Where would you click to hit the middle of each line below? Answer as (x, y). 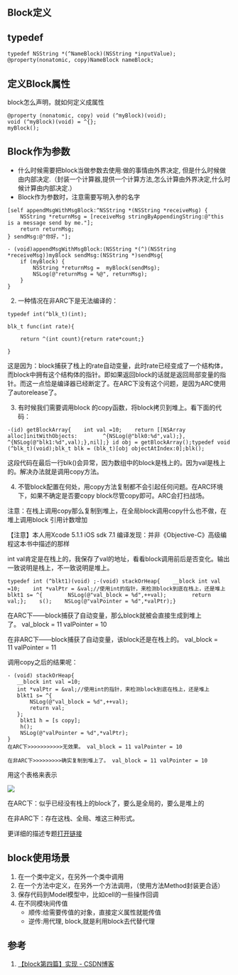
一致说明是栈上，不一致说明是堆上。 (60, 568)
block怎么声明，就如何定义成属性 (56, 103)
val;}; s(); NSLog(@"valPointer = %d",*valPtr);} (92, 601)
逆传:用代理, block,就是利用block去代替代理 (91, 921)
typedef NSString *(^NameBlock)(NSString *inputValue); (92, 54)
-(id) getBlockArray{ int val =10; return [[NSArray (97, 429)
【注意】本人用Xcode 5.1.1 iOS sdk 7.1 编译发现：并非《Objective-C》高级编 (117, 535)
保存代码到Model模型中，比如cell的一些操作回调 (88, 894)
